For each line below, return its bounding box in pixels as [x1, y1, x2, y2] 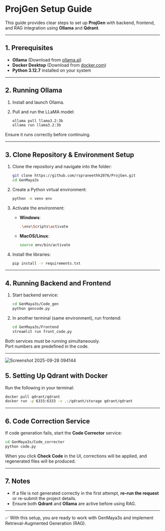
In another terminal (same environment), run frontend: [12, 315, 122, 321]
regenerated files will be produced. [5, 458, 76, 464]
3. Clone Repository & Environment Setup [5, 150, 135, 159]
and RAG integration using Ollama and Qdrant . [5, 25, 100, 30]
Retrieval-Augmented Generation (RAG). [5, 520, 86, 526]
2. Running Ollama [5, 86, 62, 94]
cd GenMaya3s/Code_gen [12, 301, 59, 307]
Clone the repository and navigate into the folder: [12, 164, 112, 170]
